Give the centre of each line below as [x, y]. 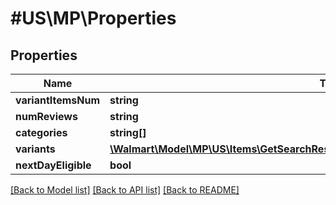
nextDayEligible [53, 165]
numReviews [46, 116]
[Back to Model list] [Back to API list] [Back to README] [125, 190]
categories [41, 132]
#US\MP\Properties [93, 18]
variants [35, 149]
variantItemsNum [58, 100]
